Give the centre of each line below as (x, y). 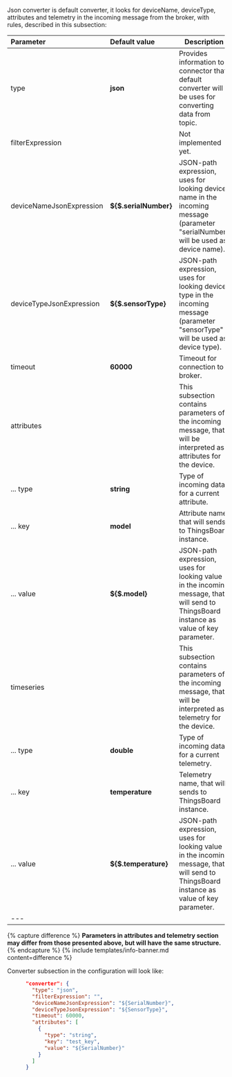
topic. (188, 123)
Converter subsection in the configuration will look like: (86, 971)
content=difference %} (40, 958)
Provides (193, 53)
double (122, 750)
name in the (198, 197)
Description (204, 42)
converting (196, 105)
